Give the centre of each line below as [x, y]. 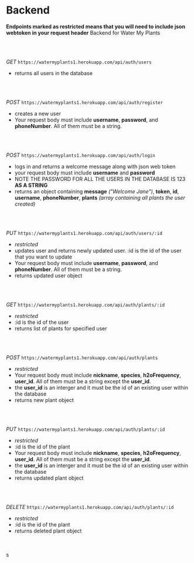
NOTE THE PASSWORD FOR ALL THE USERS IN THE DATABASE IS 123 [100, 179]
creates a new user [38, 113]
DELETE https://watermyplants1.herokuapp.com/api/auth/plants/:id [90, 507]
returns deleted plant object [48, 531]
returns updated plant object [49, 478]
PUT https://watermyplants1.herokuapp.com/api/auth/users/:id [84, 233]
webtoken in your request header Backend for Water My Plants [83, 32]
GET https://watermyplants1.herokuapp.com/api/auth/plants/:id [86, 304]
